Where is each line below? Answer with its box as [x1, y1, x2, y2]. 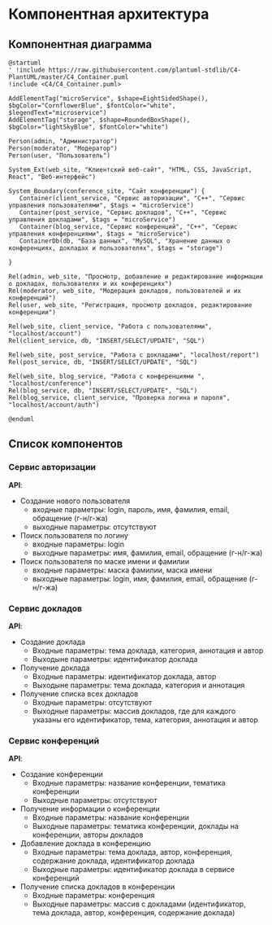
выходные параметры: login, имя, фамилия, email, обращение [32, 573, 248, 583]
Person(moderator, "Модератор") [8, 144, 118, 152]
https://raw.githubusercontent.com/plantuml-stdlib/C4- [48, 66, 242, 74]
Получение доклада [19, 663, 90, 673]
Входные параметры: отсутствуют [32, 697, 153, 707]
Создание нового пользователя [19, 496, 131, 506]
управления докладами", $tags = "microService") [8, 216, 176, 224]
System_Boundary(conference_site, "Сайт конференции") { [8, 187, 205, 195]
